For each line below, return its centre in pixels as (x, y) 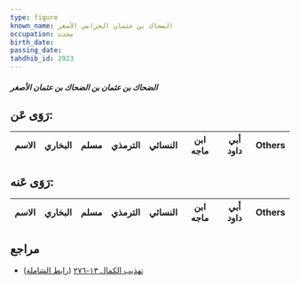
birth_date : (32, 42)
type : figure (34, 17)
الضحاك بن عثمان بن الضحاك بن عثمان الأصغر (84, 87)
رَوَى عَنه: (32, 181)
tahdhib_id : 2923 (42, 59)
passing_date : (36, 51)
